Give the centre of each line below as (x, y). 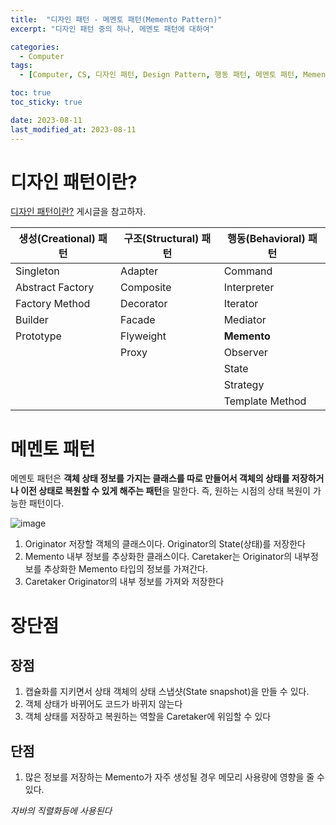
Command (248, 271)
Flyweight (143, 336)
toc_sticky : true (46, 102)
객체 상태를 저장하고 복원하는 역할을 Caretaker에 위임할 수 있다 (148, 717)
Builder (32, 320)
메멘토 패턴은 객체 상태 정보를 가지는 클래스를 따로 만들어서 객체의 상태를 (150, 478)
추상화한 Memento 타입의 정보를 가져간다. (125, 569)
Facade (138, 320)
